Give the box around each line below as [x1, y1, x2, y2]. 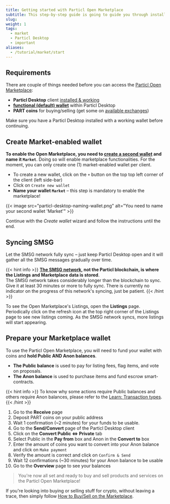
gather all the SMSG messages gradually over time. [6, 256, 112, 263]
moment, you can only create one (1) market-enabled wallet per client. [6, 162, 152, 168]
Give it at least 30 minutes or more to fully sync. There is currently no [6, 283, 150, 289]
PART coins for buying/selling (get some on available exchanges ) [13, 108, 149, 114]
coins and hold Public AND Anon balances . [6, 352, 97, 359]
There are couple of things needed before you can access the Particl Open [6, 82, 161, 88]
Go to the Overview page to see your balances [13, 463, 111, 469]
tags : [6, 26, 17, 31]
